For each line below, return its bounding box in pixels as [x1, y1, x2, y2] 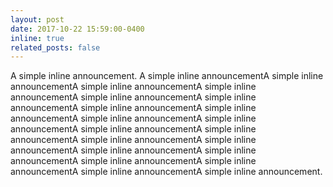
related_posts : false [10, 42, 101, 53]
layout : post [10, 14, 65, 25]
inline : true [10, 33, 65, 43]
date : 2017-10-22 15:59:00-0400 [10, 24, 145, 34]
